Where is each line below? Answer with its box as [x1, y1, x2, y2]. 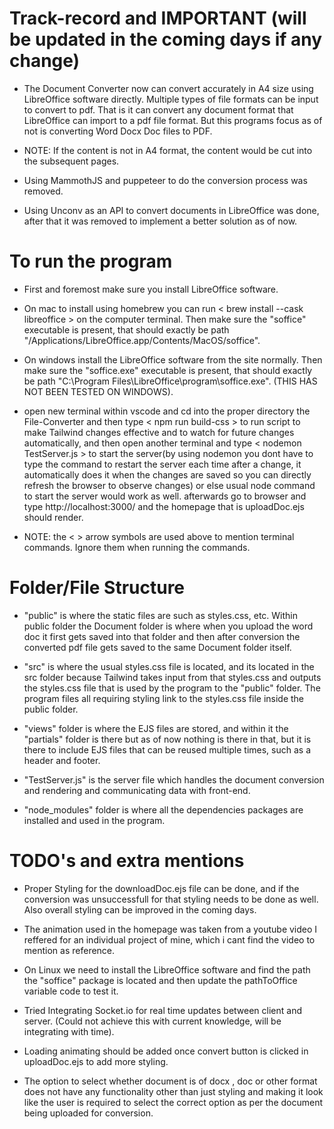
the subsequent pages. [23, 155, 120, 167]
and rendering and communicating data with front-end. [23, 784, 251, 796]
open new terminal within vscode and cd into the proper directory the [23, 405, 311, 417]
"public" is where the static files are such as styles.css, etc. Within [23, 609, 298, 621]
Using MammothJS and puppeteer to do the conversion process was [23, 174, 308, 186]
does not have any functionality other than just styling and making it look [23, 1085, 324, 1097]
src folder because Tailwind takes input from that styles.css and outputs [23, 671, 322, 683]
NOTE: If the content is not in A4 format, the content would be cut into [23, 144, 313, 156]
